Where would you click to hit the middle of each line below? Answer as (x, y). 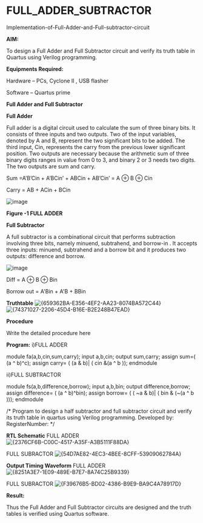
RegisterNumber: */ (31, 424)
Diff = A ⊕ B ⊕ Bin (32, 279)
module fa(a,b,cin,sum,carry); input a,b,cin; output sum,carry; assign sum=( (101, 356)
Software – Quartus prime (38, 92)
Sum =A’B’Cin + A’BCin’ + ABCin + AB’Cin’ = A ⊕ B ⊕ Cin (79, 178)
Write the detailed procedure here (48, 333)
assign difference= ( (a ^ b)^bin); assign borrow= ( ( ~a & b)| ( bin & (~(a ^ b (100, 393)
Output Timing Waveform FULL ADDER (56, 465)
